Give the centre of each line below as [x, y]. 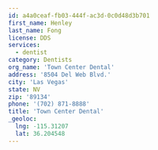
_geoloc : [23, 119]
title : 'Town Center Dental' [56, 112]
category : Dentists [40, 60]
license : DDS [30, 38]
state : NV [24, 89]
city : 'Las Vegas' [38, 82]
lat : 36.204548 [40, 133]
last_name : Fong [35, 30]
